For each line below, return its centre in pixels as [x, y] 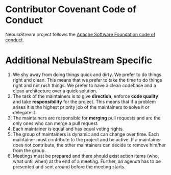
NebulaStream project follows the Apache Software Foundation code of [80, 34]
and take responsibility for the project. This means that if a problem [84, 102]
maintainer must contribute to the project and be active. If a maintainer [87, 139]
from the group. [29, 150]
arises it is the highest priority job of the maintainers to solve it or [81, 107]
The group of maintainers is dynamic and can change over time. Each [86, 134]
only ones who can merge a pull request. [55, 123]
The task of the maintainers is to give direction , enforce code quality [86, 96]
